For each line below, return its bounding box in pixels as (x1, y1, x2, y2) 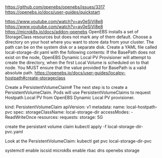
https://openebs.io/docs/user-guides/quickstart (5, 9, 100, 15)
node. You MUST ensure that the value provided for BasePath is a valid (5, 65, 147, 71)
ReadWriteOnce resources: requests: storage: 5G (5, 115, 103, 120)
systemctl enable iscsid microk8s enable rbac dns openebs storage (5, 147, 140, 153)
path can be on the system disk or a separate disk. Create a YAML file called (5, 44, 157, 50)
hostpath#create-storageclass (5, 75, 66, 81)
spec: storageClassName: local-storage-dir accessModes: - (13, 109, 133, 115)
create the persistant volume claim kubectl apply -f (5, 124, 107, 129)
